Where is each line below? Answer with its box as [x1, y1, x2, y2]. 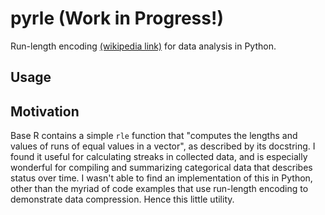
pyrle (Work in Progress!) [10, 7, 224, 30]
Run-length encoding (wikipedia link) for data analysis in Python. [10, 40, 277, 52]
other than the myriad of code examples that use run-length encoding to [10, 183, 309, 195]
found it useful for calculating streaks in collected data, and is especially [10, 151, 308, 163]
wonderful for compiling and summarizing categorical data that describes [10, 162, 313, 174]
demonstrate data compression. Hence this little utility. [10, 193, 235, 206]
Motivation [10, 103, 80, 120]
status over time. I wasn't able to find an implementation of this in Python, [10, 172, 313, 184]
